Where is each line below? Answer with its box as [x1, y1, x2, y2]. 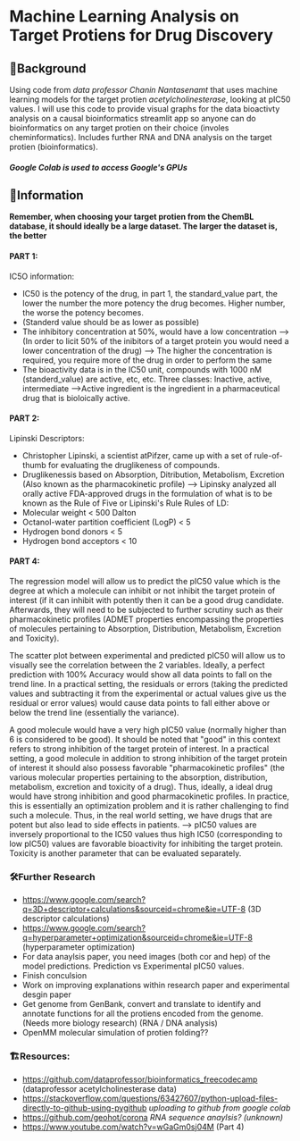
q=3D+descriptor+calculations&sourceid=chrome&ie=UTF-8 [21, 904, 246, 915]
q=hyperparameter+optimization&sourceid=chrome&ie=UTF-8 [21, 932, 253, 944]
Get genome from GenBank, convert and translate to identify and [21, 999, 262, 1010]
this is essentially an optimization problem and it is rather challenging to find [9, 801, 289, 811]
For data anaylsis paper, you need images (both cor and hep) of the [21, 952, 271, 962]
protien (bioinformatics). [9, 141, 98, 152]
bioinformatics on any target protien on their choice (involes [9, 122, 229, 133]
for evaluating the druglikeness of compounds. [47, 459, 221, 470]
